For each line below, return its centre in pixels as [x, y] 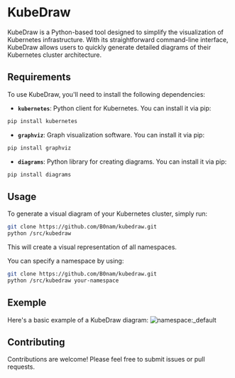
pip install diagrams [39, 174]
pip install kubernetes [43, 121]
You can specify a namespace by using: [66, 261]
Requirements [39, 77]
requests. [21, 367]
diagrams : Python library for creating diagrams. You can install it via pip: [122, 162]
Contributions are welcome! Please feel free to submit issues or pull [106, 359]
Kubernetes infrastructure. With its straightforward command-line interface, [118, 39]
